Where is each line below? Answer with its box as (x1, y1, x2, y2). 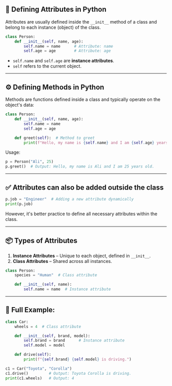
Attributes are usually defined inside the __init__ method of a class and (5, 18, 157, 25)
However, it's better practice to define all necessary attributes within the (5, 211, 158, 217)
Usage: (5, 149, 20, 155)
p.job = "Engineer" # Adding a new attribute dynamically (5, 196, 134, 201)
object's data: (5, 102, 34, 108)
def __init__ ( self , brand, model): (14, 333, 91, 338)
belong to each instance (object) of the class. (5, 24, 101, 30)
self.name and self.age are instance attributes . (12, 57, 114, 64)
